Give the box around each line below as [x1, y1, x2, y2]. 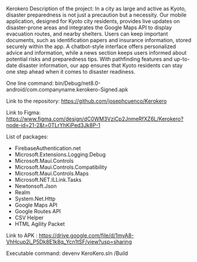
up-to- [173, 56, 190, 62]
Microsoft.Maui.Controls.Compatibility [14, 163, 107, 171]
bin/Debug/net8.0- [55, 80, 101, 87]
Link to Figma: [6, 109, 41, 116]
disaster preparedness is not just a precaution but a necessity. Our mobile [6, 11, 187, 18]
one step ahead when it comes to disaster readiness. [6, 68, 135, 75]
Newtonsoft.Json [14, 182, 57, 190]
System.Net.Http [14, 195, 56, 202]
